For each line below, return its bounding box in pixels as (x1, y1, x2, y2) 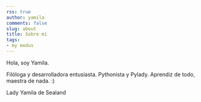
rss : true (6, 8, 31, 15)
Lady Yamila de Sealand (6, 89, 67, 96)
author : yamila (6, 14, 45, 21)
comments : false (6, 20, 47, 26)
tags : (6, 37, 20, 43)
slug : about (6, 25, 36, 32)
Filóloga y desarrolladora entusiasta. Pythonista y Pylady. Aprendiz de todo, (6, 71, 196, 78)
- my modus (6, 43, 34, 49)
